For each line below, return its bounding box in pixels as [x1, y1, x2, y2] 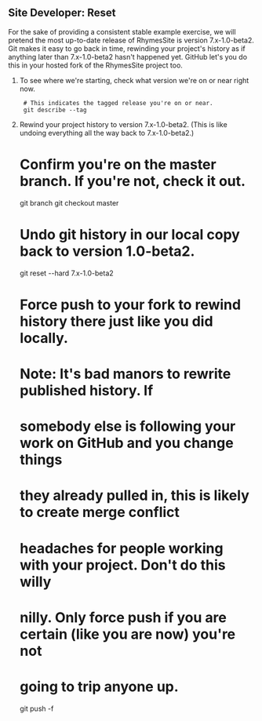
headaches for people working [19, 539, 224, 557]
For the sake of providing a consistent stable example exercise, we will [8, 27, 237, 36]
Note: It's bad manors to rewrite [19, 365, 231, 383]
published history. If [19, 382, 154, 399]
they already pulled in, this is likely [19, 486, 249, 504]
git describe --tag [23, 106, 87, 114]
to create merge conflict [19, 504, 180, 521]
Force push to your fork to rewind [19, 296, 242, 313]
